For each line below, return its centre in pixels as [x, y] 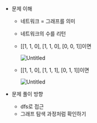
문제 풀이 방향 [27, 94]
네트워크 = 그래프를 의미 [48, 21]
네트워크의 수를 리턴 [43, 34]
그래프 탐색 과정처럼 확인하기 [53, 114]
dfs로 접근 [32, 107]
